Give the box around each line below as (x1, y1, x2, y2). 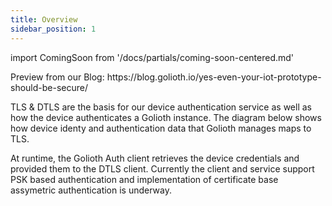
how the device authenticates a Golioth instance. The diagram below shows (10, 111, 322, 123)
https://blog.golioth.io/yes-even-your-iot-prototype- (106, 71, 322, 83)
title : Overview (10, 14, 78, 25)
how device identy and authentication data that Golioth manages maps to (10, 122, 312, 134)
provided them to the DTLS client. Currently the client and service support (10, 162, 315, 175)
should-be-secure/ (10, 81, 88, 93)
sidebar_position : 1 (10, 24, 97, 34)
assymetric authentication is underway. (10, 184, 173, 196)
